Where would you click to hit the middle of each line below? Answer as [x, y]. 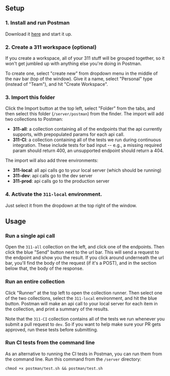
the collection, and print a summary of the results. [57, 309]
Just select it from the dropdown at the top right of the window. [71, 205]
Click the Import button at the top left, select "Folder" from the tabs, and [80, 108]
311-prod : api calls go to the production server [61, 181]
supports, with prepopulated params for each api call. [69, 135]
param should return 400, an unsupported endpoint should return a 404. [88, 151]
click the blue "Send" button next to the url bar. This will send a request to [82, 252]
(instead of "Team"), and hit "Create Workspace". [57, 84]
